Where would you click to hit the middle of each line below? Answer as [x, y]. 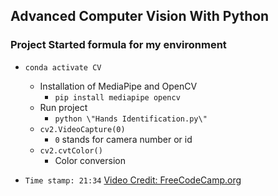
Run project [63, 107]
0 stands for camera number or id [123, 139]
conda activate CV [63, 67]
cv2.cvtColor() [71, 150]
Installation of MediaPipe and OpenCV [118, 86]
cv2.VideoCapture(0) [82, 129]
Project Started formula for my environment [118, 45]
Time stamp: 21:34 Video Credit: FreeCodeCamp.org [133, 180]
